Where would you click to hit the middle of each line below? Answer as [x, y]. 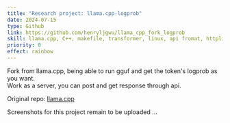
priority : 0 [24, 45]
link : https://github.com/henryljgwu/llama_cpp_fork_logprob [96, 32]
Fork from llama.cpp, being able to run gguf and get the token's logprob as [112, 71]
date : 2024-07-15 [32, 20]
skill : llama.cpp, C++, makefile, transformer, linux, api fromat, [105, 39]
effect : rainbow [30, 52]
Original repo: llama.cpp [41, 98]
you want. [21, 78]
